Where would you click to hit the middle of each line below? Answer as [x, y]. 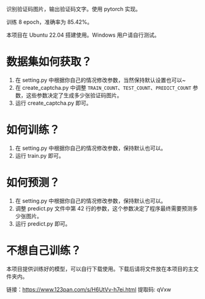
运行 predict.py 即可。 [43, 223]
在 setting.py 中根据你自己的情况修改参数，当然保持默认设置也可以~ [100, 80]
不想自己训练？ [44, 251]
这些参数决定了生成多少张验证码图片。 [74, 95]
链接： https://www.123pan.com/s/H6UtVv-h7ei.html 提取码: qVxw [89, 289]
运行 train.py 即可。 [40, 155]
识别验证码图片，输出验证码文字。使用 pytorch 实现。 [74, 9]
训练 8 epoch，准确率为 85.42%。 [49, 22]
